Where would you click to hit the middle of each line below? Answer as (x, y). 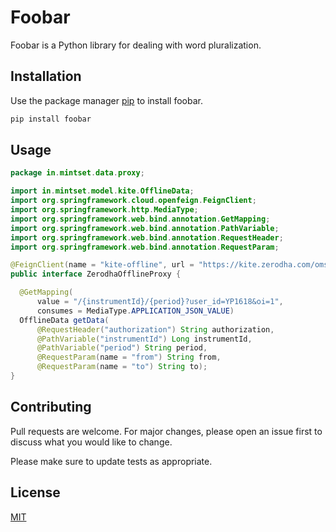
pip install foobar (51, 119)
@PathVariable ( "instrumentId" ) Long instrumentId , (144, 339)
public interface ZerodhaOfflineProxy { (96, 274)
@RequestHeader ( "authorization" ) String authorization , (155, 329)
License (35, 492)
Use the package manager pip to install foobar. (106, 100)
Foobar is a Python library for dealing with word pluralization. (136, 45)
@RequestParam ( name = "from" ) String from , (129, 357)
